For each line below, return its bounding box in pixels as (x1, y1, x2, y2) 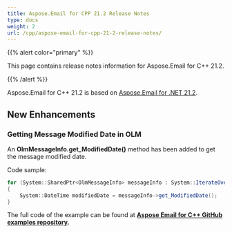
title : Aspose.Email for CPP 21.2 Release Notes (7, 10, 150, 17)
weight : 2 (7, 23, 36, 30)
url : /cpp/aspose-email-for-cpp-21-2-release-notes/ (7, 29, 162, 37)
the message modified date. (7, 152, 87, 160)
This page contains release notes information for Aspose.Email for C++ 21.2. (7, 62, 224, 70)
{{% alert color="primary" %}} (7, 48, 94, 57)
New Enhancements (7, 109, 96, 120)
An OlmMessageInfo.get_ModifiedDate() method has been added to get (7, 145, 215, 153)
